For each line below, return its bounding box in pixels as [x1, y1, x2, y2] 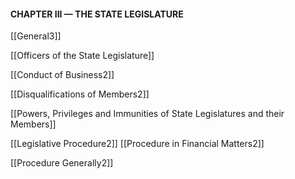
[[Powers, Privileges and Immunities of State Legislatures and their [10, 108, 285, 120]
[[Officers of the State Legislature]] [10, 50, 155, 62]
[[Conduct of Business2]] [10, 69, 115, 81]
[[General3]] [10, 30, 62, 42]
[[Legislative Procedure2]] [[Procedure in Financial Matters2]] [10, 138, 265, 150]
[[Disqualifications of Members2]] [10, 88, 150, 100]
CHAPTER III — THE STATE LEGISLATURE [10, 8, 184, 20]
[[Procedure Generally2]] [10, 157, 114, 169]
